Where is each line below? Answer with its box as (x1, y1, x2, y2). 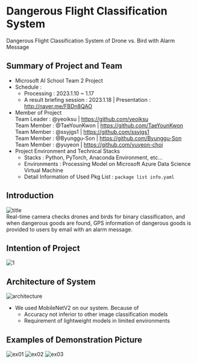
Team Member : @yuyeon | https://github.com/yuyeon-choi (14, 140, 163, 148)
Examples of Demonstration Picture (6, 335, 143, 345)
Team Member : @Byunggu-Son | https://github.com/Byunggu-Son (14, 134, 182, 142)
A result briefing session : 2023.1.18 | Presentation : (23, 96, 151, 103)
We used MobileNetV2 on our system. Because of (14, 305, 139, 312)
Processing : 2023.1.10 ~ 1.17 (23, 89, 95, 97)
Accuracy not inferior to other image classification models (23, 311, 168, 318)
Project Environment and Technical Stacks (14, 147, 120, 154)
